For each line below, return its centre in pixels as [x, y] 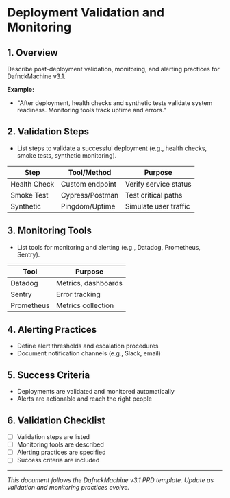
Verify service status [158, 184]
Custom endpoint [88, 184]
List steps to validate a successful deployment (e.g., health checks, [112, 148]
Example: [21, 90]
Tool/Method [90, 172]
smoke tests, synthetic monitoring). [67, 155]
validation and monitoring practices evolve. [68, 488]
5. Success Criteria [49, 375]
